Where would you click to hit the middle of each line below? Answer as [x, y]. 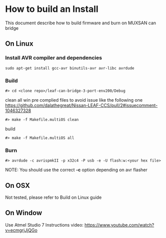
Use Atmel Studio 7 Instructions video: [44, 225]
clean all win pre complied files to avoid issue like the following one [74, 100]
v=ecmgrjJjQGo [21, 230]
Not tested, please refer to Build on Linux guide [53, 197]
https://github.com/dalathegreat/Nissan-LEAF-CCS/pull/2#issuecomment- [82, 105]
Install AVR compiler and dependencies [54, 58]
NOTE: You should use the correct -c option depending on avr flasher [76, 170]
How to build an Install [52, 9]
